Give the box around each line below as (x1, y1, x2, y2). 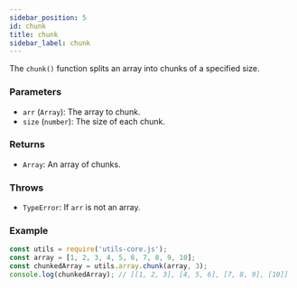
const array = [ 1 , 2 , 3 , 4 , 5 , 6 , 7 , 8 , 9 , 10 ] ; (9, 254, 196, 263)
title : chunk (9, 30, 59, 39)
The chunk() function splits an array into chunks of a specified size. (9, 63, 260, 74)
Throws (9, 181, 44, 194)
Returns (9, 138, 45, 151)
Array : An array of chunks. (22, 159, 121, 170)
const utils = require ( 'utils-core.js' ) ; (9, 245, 168, 254)
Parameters (9, 86, 61, 98)
